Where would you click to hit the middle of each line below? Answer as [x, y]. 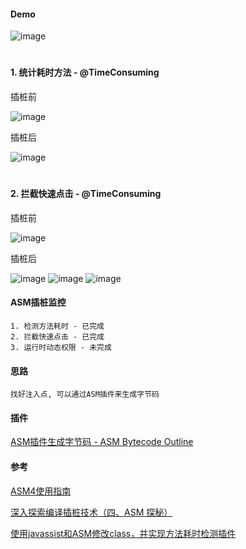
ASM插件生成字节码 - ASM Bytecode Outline [102, 442]
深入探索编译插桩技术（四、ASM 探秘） [91, 512]
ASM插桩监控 [38, 302]
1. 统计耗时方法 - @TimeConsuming [85, 72]
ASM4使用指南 [41, 491]
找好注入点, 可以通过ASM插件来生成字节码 [85, 395]
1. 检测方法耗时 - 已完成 [57, 326]
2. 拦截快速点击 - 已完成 [57, 337]
